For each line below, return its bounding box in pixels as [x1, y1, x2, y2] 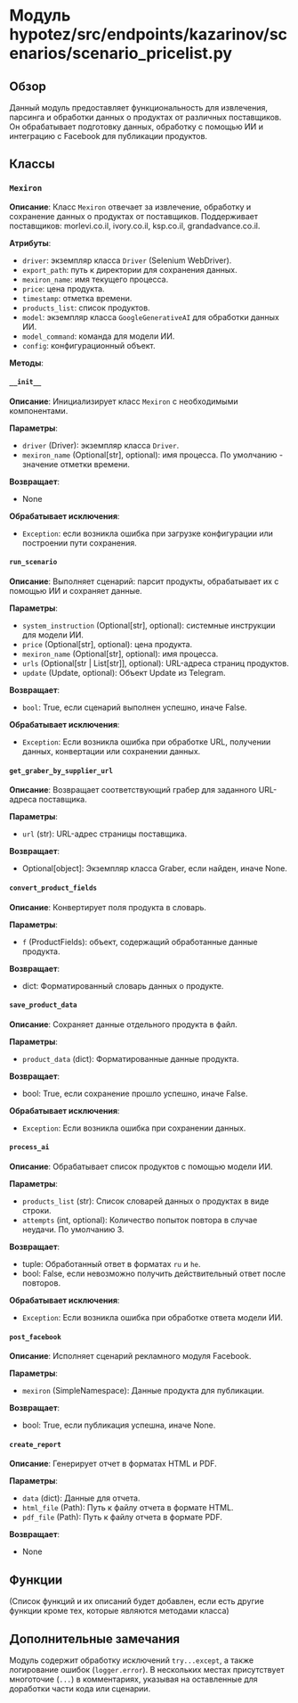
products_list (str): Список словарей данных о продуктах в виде [21, 1196, 270, 1206]
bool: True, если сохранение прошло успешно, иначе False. [21, 1088, 248, 1098]
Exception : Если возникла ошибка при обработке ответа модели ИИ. [21, 1312, 283, 1322]
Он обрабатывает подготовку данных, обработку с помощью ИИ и [9, 121, 264, 132]
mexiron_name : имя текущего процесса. [21, 274, 169, 284]
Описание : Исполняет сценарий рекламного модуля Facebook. [9, 1351, 252, 1362]
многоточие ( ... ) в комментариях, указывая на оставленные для [9, 1674, 258, 1684]
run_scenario [9, 558, 58, 567]
